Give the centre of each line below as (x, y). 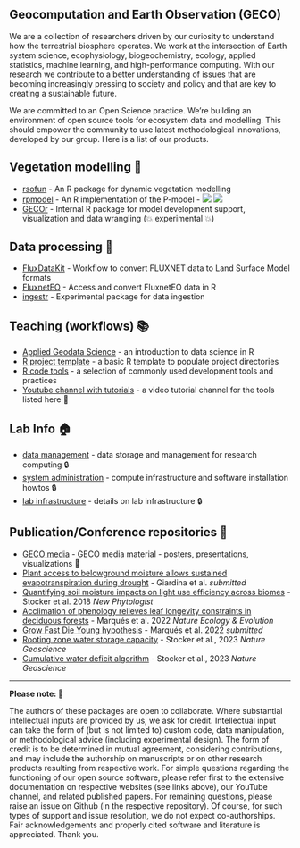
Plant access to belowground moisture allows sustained (125, 573)
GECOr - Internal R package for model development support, (133, 208)
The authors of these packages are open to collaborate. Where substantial (146, 710)
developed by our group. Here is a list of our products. (109, 139)
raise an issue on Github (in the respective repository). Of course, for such (146, 806)
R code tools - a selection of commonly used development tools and (148, 371)
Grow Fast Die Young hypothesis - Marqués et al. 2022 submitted (142, 630)
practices (40, 381)
